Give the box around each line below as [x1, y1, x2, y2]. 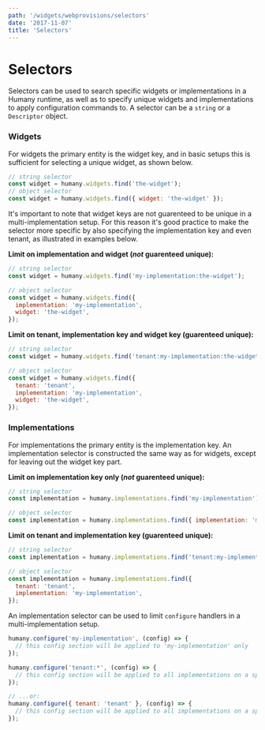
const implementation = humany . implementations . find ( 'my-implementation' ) [8, 495, 259, 503]
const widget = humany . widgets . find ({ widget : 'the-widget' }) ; [8, 195, 224, 203]
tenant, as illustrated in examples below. [8, 234, 138, 244]
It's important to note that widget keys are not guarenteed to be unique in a [8, 209, 252, 219]
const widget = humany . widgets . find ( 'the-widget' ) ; [8, 180, 181, 188]
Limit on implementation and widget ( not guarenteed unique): [8, 249, 215, 259]
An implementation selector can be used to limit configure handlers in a [8, 611, 241, 620]
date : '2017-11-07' [8, 19, 73, 27]
